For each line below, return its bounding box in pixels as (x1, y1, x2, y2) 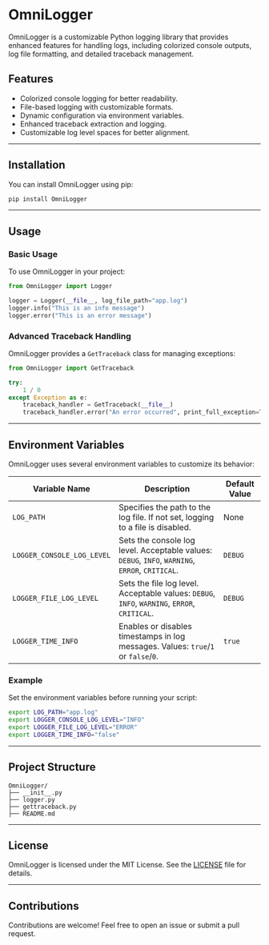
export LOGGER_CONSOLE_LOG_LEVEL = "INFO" (8, 716, 146, 724)
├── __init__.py (8, 788, 62, 797)
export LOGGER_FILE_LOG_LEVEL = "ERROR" (8, 723, 138, 731)
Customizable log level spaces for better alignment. (19, 127, 191, 137)
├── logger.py (8, 795, 56, 803)
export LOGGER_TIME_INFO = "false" (8, 731, 120, 739)
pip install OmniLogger (8, 194, 88, 203)
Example (8, 675, 43, 686)
